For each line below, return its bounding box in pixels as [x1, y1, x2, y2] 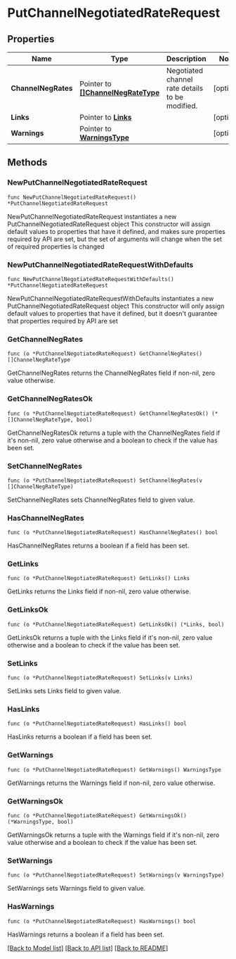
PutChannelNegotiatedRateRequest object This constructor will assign [7, 220, 211, 228]
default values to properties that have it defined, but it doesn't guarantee [7, 309, 218, 318]
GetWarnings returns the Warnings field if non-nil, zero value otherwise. [7, 779, 216, 787]
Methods [7, 156, 48, 168]
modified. [166, 101, 198, 111]
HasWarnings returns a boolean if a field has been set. [7, 930, 165, 939]
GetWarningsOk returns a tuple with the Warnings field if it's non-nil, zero [7, 830, 220, 839]
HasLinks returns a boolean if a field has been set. [7, 733, 152, 741]
